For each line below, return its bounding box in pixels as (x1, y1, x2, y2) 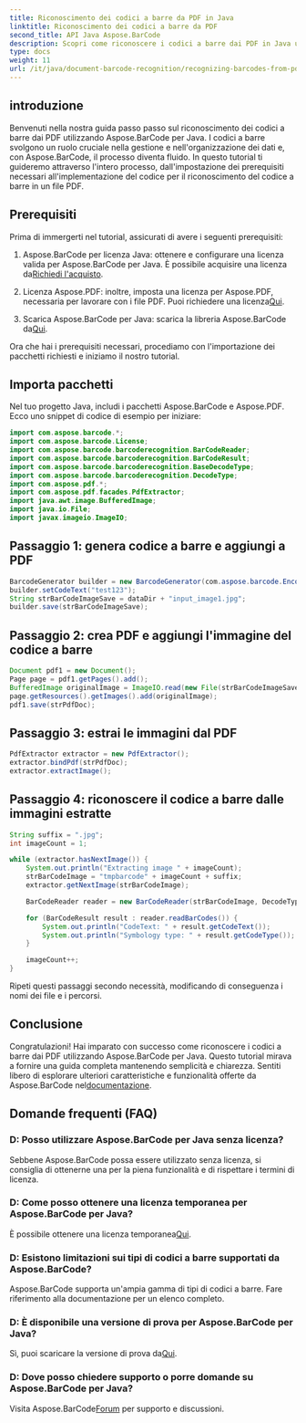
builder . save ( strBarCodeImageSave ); (9, 602, 148, 612)
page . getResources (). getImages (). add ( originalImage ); (9, 691, 219, 701)
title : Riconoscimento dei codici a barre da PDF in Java (9, 13, 234, 23)
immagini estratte (9, 806, 112, 821)
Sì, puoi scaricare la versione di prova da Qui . (9, 1348, 178, 1359)
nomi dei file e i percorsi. (9, 990, 103, 1001)
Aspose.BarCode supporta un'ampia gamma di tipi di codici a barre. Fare (9, 1283, 283, 1294)
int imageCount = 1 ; (9, 839, 88, 848)
